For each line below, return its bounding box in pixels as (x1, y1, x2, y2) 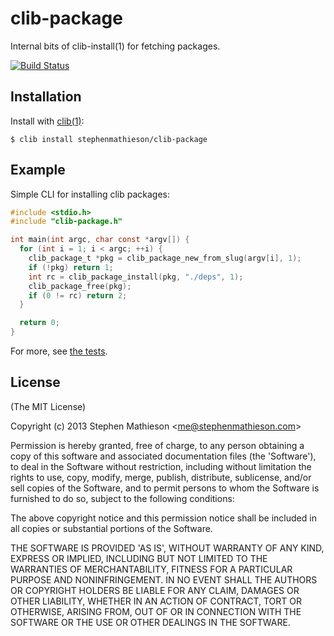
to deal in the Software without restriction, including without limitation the (10, 460, 312, 472)
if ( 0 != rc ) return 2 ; (28, 290, 128, 301)
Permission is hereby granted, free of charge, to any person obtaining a (10, 439, 305, 451)
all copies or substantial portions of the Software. (10, 522, 213, 534)
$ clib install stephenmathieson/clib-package (10, 134, 208, 144)
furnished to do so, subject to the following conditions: (10, 492, 235, 504)
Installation (10, 88, 82, 106)
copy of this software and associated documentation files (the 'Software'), (10, 450, 317, 462)
